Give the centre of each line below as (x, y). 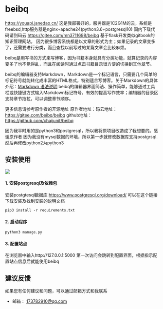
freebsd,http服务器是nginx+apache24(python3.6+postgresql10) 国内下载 (78, 29)
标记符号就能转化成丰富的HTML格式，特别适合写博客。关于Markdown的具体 (81, 80)
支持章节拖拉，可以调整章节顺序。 (39, 98)
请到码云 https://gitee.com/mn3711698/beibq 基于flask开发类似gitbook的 (82, 35)
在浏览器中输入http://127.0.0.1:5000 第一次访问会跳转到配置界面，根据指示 (79, 255)
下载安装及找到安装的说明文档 (35, 201)
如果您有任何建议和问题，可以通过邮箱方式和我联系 (56, 291)
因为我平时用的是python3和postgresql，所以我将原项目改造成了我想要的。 (80, 131)
